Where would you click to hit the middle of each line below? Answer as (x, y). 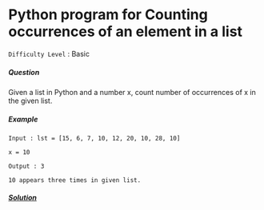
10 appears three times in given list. (75, 180)
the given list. (30, 101)
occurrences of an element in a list (125, 32)
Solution (23, 198)
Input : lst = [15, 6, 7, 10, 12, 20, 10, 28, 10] (94, 138)
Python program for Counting (108, 15)
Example (23, 119)
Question (24, 72)
